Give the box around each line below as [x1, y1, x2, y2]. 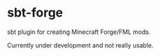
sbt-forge [7, 5, 63, 21]
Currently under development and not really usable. [7, 41, 154, 49]
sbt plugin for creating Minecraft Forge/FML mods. [7, 28, 151, 36]
